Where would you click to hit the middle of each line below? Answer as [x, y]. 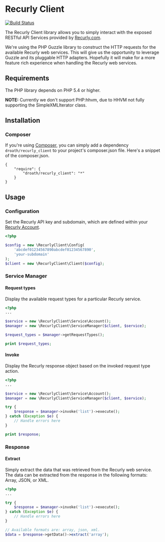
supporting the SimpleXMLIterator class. [46, 105]
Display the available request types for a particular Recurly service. [73, 299]
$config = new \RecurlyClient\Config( [45, 245]
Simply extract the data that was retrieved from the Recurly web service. [79, 470]
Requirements [27, 78]
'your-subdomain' [32, 254]
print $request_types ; [28, 344]
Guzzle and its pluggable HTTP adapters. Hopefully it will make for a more [80, 57]
